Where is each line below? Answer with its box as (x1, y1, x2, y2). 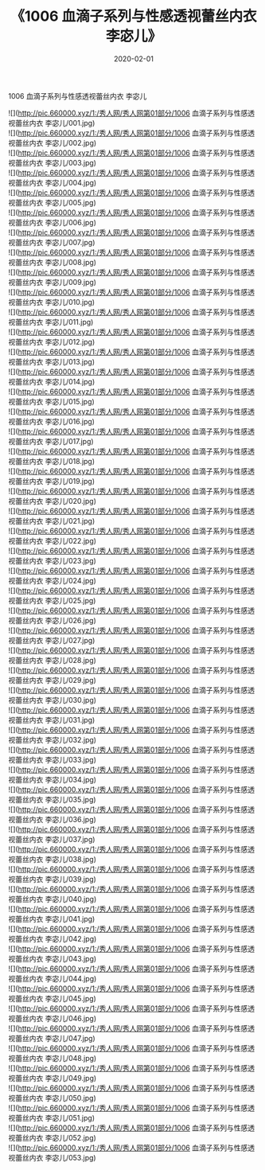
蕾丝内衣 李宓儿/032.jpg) (14, 735, 97, 744)
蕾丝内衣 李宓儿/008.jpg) (14, 257, 97, 267)
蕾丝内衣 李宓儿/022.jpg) (14, 536, 97, 545)
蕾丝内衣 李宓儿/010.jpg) (14, 297, 95, 306)
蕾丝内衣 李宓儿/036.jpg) (14, 814, 97, 824)
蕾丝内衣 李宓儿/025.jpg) (14, 595, 96, 605)
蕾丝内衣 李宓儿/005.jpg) (14, 197, 97, 207)
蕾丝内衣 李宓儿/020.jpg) (14, 496, 97, 505)
